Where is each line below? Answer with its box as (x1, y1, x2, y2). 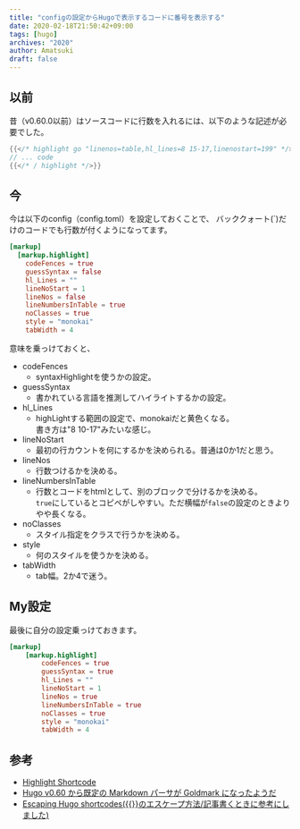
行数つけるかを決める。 (35, 465, 122, 476)
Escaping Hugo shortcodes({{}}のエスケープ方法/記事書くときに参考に (21, 799, 282, 809)
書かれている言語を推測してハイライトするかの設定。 (35, 392, 231, 402)
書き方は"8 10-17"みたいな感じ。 (35, 424, 156, 435)
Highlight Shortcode (21, 777, 96, 788)
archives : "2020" (9, 38, 74, 47)
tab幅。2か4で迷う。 (35, 570, 112, 581)
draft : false (9, 55, 58, 63)
